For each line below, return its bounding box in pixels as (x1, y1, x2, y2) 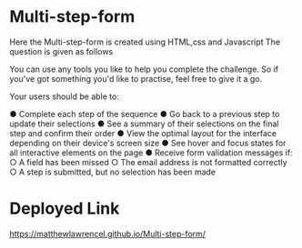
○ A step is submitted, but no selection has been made (9, 166, 216, 177)
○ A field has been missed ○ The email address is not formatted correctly (9, 156, 288, 167)
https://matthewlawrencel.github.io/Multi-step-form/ (9, 228, 206, 239)
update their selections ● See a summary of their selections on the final (9, 118, 279, 129)
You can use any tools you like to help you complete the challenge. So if (9, 64, 279, 74)
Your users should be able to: (9, 91, 120, 102)
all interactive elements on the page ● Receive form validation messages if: (9, 147, 293, 158)
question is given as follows (9, 45, 114, 56)
